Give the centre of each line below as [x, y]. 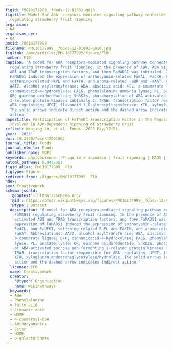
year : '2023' [19, 134]
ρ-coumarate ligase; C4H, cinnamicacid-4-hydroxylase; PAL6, [81, 238]
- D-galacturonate [30, 338]
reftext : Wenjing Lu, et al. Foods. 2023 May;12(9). [63, 129]
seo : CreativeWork [25, 186]
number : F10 [18, 58]
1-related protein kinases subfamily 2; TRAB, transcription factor [84, 100]
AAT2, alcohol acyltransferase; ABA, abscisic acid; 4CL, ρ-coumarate [87, 86]
